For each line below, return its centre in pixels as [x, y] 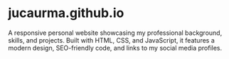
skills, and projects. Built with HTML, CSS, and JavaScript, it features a [112, 40]
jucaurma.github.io [66, 13]
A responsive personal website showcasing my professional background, [115, 33]
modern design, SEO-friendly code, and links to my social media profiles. [115, 48]
